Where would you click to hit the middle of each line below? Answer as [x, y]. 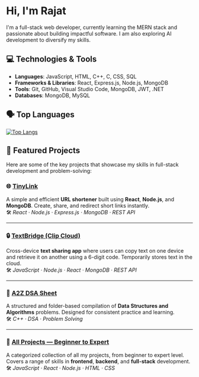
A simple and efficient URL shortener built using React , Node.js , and [90, 199]
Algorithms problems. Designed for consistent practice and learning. [90, 312]
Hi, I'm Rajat [36, 11]
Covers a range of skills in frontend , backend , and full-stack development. [98, 361]
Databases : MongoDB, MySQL [52, 95]
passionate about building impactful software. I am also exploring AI [89, 33]
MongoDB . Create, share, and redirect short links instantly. [78, 205]
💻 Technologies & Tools [52, 59]
